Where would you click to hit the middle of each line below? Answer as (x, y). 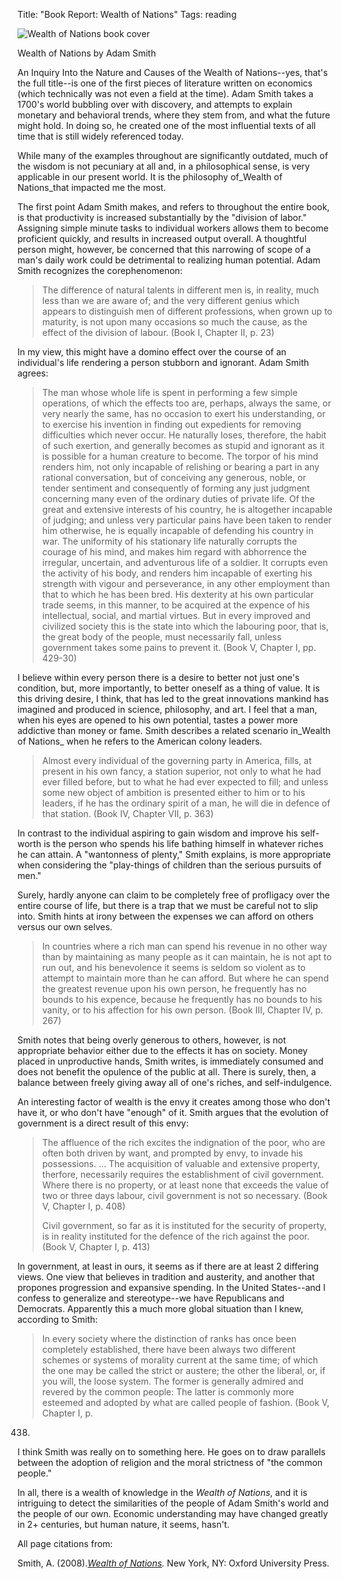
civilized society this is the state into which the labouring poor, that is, (185, 626)
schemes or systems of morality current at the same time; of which (180, 1360)
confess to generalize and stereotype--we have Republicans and (151, 1298)
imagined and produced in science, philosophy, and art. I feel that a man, (167, 709)
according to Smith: (58, 1319)
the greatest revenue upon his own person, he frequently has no (174, 988)
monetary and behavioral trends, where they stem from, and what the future (174, 115)
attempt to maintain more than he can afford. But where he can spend (185, 978)
